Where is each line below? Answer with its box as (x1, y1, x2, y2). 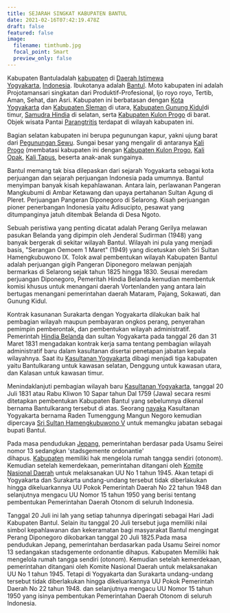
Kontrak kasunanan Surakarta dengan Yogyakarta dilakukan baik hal (7, 310, 200, 318)
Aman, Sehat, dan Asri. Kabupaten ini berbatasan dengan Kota (7, 96, 184, 104)
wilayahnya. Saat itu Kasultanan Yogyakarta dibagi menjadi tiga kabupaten (7, 354, 218, 362)
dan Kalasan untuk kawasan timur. (7, 368, 104, 377)
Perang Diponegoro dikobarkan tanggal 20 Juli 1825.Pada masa (7, 533, 187, 541)
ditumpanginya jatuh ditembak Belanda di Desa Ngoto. (7, 210, 161, 218)
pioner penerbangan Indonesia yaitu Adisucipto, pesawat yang (7, 202, 185, 211)
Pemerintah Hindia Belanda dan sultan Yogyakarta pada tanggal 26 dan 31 (7, 332, 217, 340)
